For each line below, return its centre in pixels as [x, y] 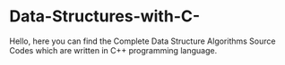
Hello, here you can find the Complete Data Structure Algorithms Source [142, 41]
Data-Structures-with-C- [105, 16]
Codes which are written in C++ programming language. [113, 50]
